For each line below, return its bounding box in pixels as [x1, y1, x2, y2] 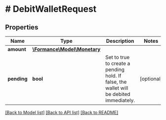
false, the [105, 79, 127, 85]
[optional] [139, 75, 163, 82]
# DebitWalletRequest [5, 3, 97, 15]
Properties [5, 23, 39, 31]
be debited [105, 91, 130, 97]
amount [7, 46, 26, 53]
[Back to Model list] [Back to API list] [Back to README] [5, 110, 119, 115]
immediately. [105, 97, 135, 104]
